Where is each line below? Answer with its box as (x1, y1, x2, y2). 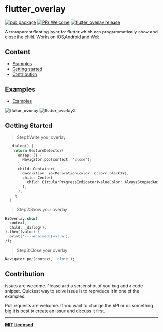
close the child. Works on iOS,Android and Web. (5, 34, 101, 40)
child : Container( (17, 166, 55, 171)
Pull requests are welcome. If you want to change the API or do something (5, 302, 153, 308)
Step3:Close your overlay (16, 247, 68, 253)
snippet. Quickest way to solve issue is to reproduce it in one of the (5, 288, 140, 294)
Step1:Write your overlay (16, 134, 66, 140)
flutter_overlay (5, 3, 66, 15)
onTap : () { (17, 153, 42, 158)
